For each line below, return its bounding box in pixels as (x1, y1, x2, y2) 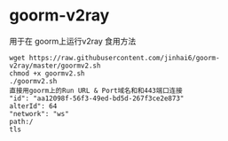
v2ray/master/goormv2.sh (9, 61, 101, 70)
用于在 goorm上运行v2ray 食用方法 (9, 35, 137, 46)
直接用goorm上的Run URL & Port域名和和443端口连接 (9, 86, 184, 95)
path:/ (9, 117, 34, 126)
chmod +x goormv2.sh (9, 68, 86, 78)
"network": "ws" (9, 109, 69, 118)
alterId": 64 (9, 101, 58, 111)
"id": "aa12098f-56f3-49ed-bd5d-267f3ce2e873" (9, 94, 185, 103)
